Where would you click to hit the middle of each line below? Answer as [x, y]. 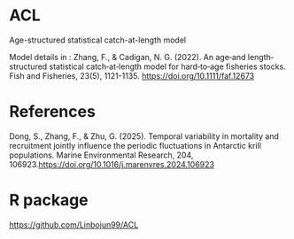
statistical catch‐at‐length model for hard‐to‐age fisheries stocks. [167, 66]
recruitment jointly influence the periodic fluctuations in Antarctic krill [135, 145]
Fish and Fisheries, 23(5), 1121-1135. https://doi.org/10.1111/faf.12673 [132, 75]
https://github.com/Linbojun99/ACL [74, 224]
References [52, 112]
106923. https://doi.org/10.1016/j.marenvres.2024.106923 [112, 164]
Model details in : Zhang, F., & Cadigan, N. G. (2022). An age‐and [128, 57]
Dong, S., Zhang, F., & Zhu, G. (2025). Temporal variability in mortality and [144, 136]
